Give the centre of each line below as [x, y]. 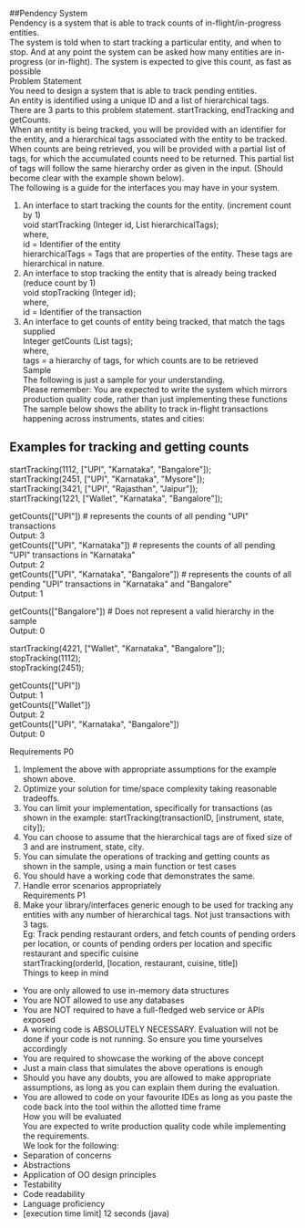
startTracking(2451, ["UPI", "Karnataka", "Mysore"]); [107, 479]
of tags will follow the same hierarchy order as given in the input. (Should [147, 168]
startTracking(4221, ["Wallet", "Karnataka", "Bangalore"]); [117, 648]
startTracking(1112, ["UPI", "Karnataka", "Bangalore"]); [111, 469]
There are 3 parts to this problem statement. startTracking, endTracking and [152, 110]
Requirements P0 [42, 751]
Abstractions [46, 1165]
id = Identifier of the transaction [82, 312]
